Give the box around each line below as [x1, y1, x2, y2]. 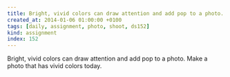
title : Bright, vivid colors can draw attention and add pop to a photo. [7, 10, 224, 17]
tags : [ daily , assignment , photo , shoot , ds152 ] [7, 23, 150, 30]
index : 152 [7, 36, 39, 43]
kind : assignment [7, 29, 57, 36]
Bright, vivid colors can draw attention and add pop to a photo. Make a [7, 54, 208, 63]
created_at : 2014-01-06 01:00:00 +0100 [7, 16, 122, 23]
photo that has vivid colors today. [7, 62, 102, 70]
